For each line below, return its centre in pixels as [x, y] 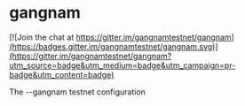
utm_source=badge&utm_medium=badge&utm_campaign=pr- [122, 65]
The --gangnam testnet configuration [78, 92]
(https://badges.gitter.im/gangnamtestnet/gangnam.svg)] [114, 46]
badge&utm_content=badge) [62, 74]
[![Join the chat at [42, 37]
